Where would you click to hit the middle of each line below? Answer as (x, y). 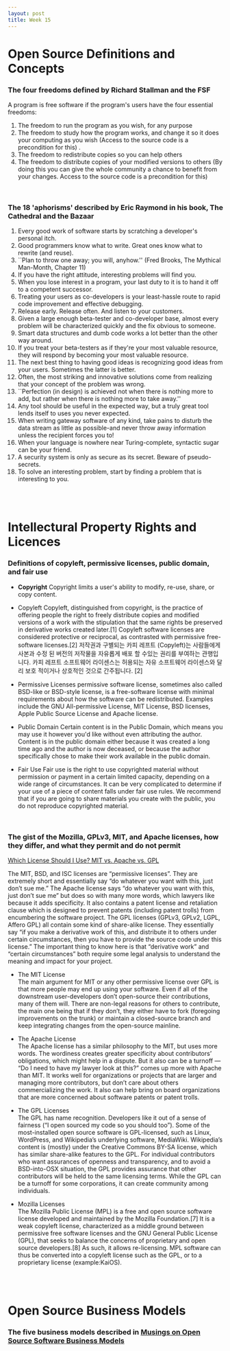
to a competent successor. (55, 290)
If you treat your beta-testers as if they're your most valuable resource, (118, 348)
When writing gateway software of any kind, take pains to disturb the (115, 421)
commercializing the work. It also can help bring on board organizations (119, 1090)
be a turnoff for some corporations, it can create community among (113, 1183)
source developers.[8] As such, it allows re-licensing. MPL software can (119, 1248)
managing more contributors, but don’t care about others (98, 1083)
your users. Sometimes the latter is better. (77, 370)
